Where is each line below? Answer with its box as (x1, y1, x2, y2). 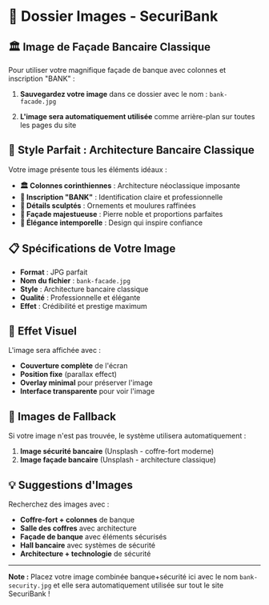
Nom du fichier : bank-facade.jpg (19, 275, 130, 285)
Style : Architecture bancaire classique (19, 284, 149, 294)
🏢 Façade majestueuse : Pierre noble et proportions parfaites (19, 209, 223, 218)
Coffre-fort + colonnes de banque (19, 515, 134, 525)
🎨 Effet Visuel (8, 324, 78, 339)
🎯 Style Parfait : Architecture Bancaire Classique (8, 143, 255, 157)
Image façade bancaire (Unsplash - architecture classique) (19, 455, 216, 465)
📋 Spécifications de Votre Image (8, 242, 176, 255)
